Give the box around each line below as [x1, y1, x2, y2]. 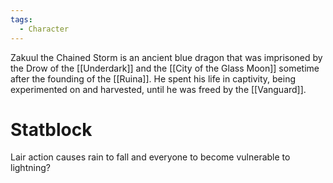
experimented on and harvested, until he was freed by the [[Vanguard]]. [10, 83, 307, 95]
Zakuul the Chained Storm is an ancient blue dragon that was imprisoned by [10, 51, 323, 63]
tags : [10, 14, 33, 25]
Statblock [10, 118, 93, 141]
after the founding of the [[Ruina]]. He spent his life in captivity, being [10, 72, 297, 85]
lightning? [10, 162, 51, 174]
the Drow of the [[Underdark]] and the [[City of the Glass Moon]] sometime [10, 62, 320, 74]
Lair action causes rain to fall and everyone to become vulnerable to [10, 151, 291, 163]
